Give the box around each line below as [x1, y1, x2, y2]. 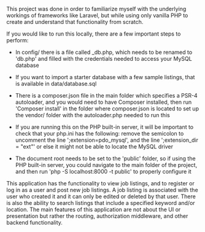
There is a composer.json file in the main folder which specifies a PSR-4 [15, 92, 198, 99]
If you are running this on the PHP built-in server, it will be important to [15, 123, 194, 131]
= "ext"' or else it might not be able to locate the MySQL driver [15, 143, 174, 150]
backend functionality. [6, 219, 63, 226]
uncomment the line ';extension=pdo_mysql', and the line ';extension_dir [15, 136, 198, 144]
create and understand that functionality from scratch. [6, 18, 144, 25]
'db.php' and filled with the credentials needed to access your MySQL [15, 55, 192, 62]
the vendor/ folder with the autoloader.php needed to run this [15, 112, 170, 118]
